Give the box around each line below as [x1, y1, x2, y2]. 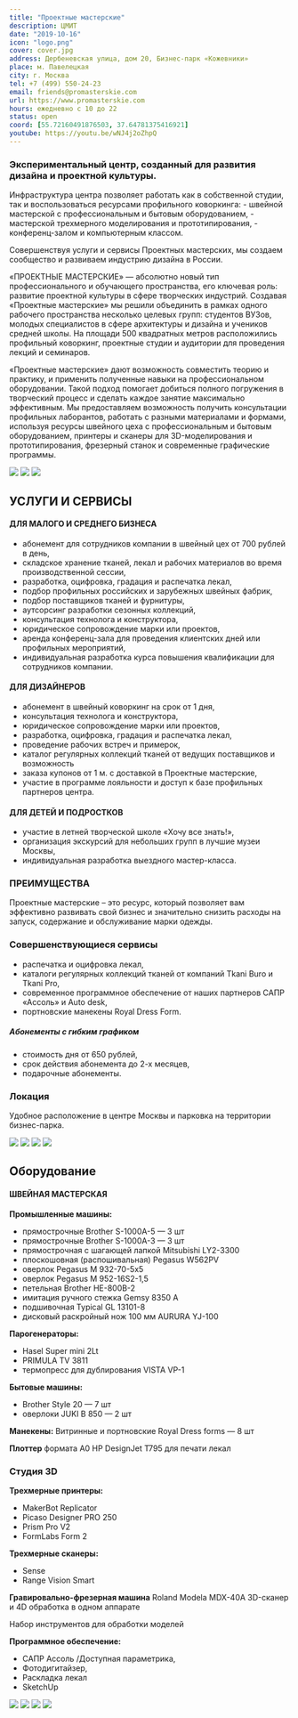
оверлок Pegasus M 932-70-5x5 [21, 1263, 144, 1274]
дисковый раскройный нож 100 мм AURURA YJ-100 [21, 1310, 219, 1322]
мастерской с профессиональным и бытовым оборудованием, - [9, 208, 254, 219]
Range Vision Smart [21, 1575, 95, 1585]
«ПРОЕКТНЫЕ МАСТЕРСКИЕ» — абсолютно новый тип [9, 271, 220, 282]
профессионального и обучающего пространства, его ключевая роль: [9, 281, 278, 292]
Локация [9, 1090, 50, 1102]
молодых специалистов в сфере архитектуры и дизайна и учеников [9, 319, 269, 329]
